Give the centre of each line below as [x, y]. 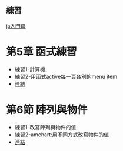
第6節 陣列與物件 [47, 110]
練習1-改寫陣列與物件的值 [45, 127]
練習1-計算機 [30, 69]
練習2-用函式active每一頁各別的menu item [66, 76]
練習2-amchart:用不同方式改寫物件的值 [62, 135]
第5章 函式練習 [42, 52]
